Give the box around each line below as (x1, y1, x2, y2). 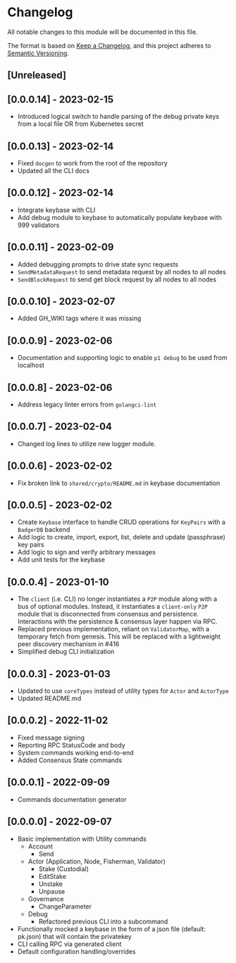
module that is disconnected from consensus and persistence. (17, 609, 199, 619)
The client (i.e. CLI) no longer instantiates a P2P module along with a (17, 595, 218, 603)
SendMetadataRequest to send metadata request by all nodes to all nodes (17, 267, 227, 276)
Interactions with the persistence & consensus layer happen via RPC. (17, 617, 218, 626)
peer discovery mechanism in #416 (17, 640, 120, 648)
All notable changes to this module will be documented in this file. (7, 28, 199, 36)
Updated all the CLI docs (17, 166, 90, 175)
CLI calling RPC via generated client (17, 940, 122, 948)
